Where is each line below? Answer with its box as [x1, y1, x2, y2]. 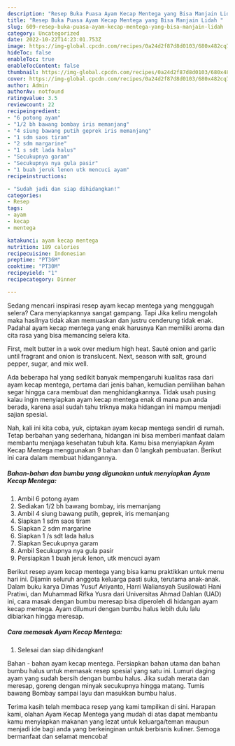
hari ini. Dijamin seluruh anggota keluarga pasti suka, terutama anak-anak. [7, 575, 221, 583]
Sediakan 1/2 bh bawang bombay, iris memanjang [17, 501, 161, 510]
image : [7, 43, 27, 50]
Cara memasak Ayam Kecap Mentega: [7, 628, 122, 636]
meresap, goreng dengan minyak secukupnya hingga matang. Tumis [7, 681, 205, 689]
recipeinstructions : [7, 173, 68, 180]
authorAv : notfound [7, 88, 64, 95]
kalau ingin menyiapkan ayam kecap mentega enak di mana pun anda [7, 395, 208, 403]
